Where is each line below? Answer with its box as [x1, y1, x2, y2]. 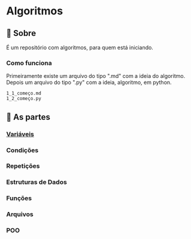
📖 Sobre [6, 28, 37, 38]
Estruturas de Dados [6, 178, 67, 186]
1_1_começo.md [6, 90, 42, 96]
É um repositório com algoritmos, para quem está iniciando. [6, 44, 154, 51]
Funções [6, 194, 32, 202]
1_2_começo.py [6, 96, 42, 102]
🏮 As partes [6, 112, 51, 122]
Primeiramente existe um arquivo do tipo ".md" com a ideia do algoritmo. [6, 72, 186, 80]
